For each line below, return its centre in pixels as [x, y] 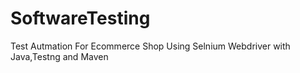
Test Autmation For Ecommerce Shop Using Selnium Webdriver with [150, 46]
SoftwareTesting [80, 18]
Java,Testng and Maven [59, 56]
